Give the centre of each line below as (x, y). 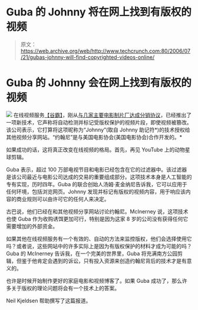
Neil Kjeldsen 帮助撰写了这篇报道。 (49, 301)
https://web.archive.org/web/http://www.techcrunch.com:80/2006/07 (105, 51)
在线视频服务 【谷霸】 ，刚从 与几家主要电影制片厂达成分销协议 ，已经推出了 (102, 115)
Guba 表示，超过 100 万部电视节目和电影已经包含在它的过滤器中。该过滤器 (97, 169)
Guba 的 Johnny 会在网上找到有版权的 (99, 83)
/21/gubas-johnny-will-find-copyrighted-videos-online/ (88, 57)
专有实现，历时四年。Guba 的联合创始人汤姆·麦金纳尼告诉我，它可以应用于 (97, 184)
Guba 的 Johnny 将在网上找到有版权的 (99, 12)
